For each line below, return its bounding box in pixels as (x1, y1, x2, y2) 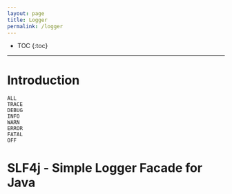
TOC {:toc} (17, 42, 48, 50)
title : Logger (7, 17, 48, 23)
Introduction (7, 72, 80, 88)
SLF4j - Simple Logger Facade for (7, 160, 202, 175)
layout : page (7, 10, 45, 17)
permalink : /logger (7, 23, 64, 30)
